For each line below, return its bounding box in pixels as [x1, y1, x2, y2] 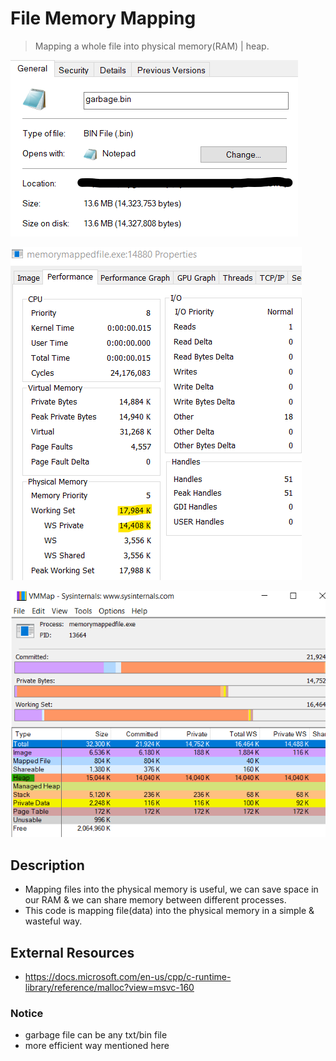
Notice [10, 1006, 44, 1020]
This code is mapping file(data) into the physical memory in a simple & [24, 905, 315, 917]
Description [10, 857, 85, 874]
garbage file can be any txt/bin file [24, 1029, 168, 1041]
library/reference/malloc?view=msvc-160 [24, 982, 195, 994]
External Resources [10, 944, 135, 961]
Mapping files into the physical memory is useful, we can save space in [24, 883, 319, 896]
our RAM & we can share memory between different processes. [24, 894, 287, 906]
